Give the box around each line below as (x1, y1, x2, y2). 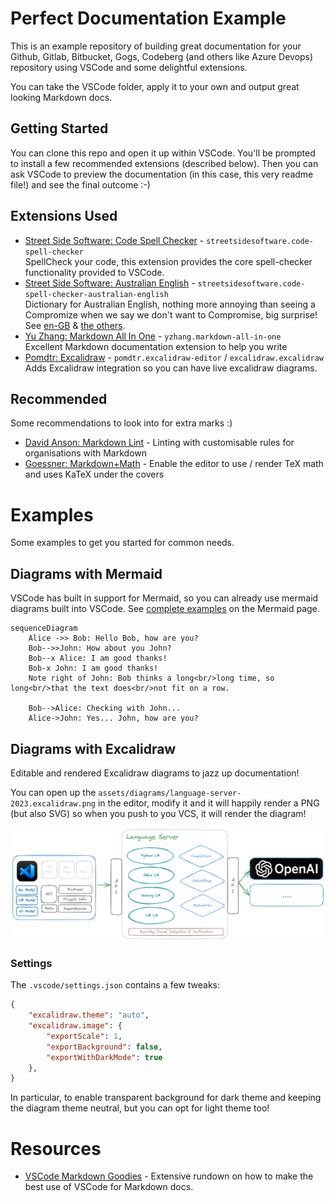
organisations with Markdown (24, 447, 148, 459)
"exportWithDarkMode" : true (46, 1052, 163, 1062)
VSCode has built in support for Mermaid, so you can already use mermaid (10, 592, 319, 604)
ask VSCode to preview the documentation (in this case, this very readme (10, 168, 314, 180)
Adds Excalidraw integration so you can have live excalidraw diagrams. (24, 362, 318, 374)
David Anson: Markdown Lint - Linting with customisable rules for (24, 437, 295, 449)
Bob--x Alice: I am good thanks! (28, 653, 168, 664)
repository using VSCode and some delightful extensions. (10, 61, 248, 73)
